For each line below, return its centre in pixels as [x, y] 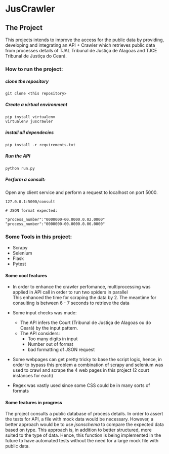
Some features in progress [34, 402]
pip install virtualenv [30, 117]
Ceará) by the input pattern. [49, 328]
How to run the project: [34, 69]
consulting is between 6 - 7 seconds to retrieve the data [71, 303]
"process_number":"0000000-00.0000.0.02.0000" [55, 219]
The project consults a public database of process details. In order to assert [84, 414]
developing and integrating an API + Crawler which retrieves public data [80, 45]
